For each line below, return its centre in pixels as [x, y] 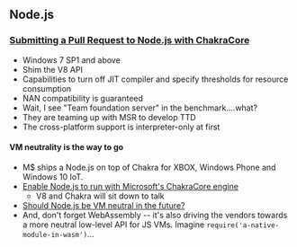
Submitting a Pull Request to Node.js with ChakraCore [130, 40]
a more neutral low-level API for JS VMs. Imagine [113, 225]
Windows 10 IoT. [53, 176]
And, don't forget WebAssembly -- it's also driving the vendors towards [155, 215]
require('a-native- [243, 225]
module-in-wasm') [55, 234]
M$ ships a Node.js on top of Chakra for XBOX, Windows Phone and [149, 167]
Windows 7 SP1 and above [72, 60]
